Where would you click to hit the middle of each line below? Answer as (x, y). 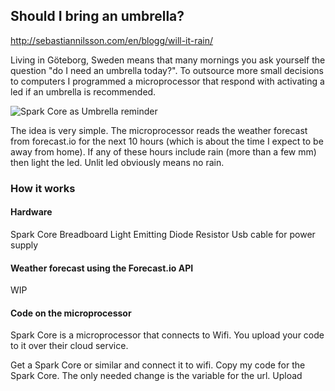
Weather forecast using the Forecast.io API (102, 268)
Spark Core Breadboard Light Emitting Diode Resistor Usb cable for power (163, 234)
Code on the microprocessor (71, 313)
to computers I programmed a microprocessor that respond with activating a (167, 81)
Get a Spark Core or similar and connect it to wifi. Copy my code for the (158, 365)
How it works (43, 188)
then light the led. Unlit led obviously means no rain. (117, 162)
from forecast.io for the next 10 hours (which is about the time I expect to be (167, 141)
